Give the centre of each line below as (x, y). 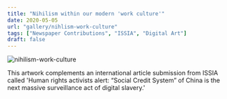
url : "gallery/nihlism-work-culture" (63, 26)
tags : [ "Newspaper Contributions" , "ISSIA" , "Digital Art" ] (97, 33)
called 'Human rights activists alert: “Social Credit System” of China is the (113, 80)
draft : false (26, 40)
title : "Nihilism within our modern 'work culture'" (86, 14)
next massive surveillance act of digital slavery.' (76, 88)
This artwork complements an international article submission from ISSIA (113, 73)
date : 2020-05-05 (33, 20)
